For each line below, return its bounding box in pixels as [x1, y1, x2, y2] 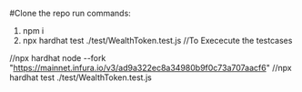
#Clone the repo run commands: [9, 8, 132, 18]
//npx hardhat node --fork [9, 53, 106, 63]
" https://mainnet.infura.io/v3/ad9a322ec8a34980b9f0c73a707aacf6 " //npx [9, 63, 293, 73]
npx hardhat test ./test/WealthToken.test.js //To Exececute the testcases [22, 36, 293, 46]
